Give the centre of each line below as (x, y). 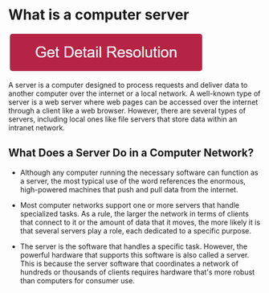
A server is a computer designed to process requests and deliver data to (128, 85)
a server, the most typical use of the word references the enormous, (133, 181)
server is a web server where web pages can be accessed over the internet (133, 101)
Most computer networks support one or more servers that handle (129, 205)
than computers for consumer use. (77, 280)
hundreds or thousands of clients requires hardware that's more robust (137, 272)
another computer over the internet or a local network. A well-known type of (134, 93)
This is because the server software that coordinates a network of (129, 263)
